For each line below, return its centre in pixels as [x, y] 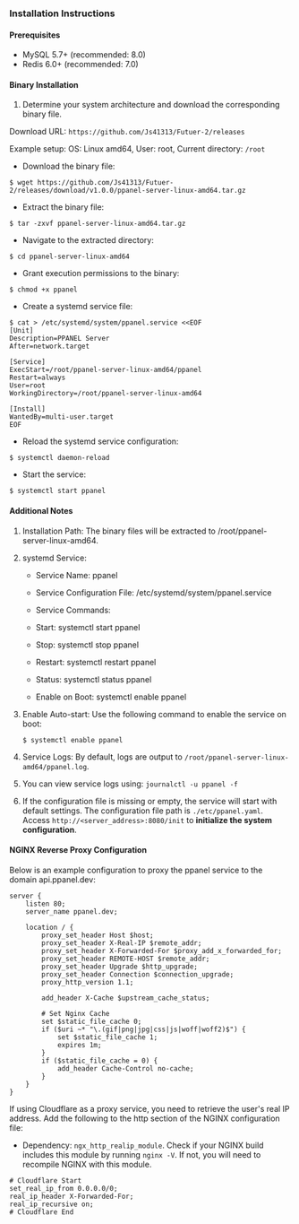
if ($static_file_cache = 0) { [100, 1061]
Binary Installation [44, 84]
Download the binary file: [68, 166]
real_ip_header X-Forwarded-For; [72, 1196]
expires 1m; [79, 1045]
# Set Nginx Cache [76, 1013]
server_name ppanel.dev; [72, 911]
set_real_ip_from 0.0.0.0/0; [64, 1188]
